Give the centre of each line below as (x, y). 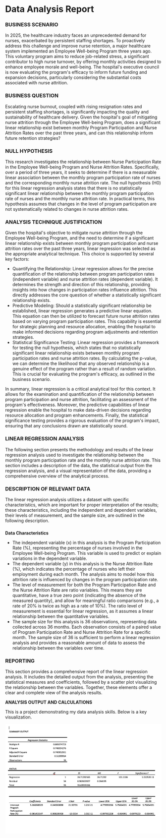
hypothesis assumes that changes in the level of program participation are (81, 204)
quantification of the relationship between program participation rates (83, 274)
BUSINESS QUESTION (32, 96)
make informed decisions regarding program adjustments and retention (85, 332)
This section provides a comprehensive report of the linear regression (76, 672)
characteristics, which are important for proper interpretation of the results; (82, 505)
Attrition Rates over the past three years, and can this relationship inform (79, 133)
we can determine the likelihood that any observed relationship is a (81, 363)
